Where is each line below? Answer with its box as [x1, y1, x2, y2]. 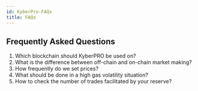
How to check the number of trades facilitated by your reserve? [14, 78, 172, 85]
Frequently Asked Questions [6, 37, 116, 47]
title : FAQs [6, 14, 36, 20]
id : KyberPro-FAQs [6, 8, 52, 15]
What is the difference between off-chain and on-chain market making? [14, 59, 192, 66]
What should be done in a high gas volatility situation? [14, 71, 149, 78]
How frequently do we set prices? [14, 65, 99, 72]
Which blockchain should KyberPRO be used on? [14, 52, 136, 60]
